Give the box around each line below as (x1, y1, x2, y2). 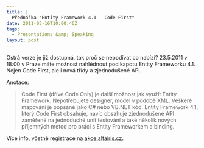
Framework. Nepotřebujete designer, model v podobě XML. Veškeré (21, 97, 192, 104)
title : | (6, 9, 29, 15)
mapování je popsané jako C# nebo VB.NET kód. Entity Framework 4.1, (21, 104, 199, 110)
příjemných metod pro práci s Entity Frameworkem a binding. (21, 123, 175, 130)
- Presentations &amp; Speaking (12, 32, 94, 38)
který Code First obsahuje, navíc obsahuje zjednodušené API (21, 110, 175, 117)
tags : (6, 26, 20, 32)
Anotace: (6, 79, 29, 86)
